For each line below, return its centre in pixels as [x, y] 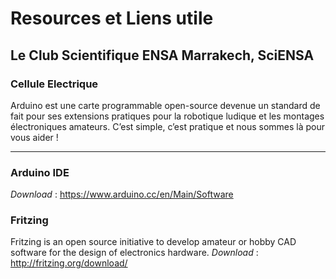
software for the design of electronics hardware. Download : [134, 253]
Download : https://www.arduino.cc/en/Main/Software [122, 194]
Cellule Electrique [54, 84]
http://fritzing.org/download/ [69, 263]
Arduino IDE [40, 172]
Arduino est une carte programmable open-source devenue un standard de [165, 105]
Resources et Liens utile [112, 18]
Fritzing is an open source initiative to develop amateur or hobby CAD [153, 242]
